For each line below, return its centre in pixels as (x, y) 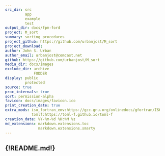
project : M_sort (22, 32)
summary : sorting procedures (35, 37)
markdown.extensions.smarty (67, 128)
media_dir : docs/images (29, 64)
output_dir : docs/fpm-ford (33, 28)
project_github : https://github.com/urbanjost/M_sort (61, 42)
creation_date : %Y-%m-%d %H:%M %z (41, 119)
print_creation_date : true (33, 105)
